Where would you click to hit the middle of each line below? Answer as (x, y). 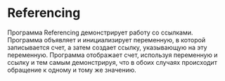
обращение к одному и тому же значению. (72, 70)
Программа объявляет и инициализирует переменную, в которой (107, 39)
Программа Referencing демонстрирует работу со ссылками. (100, 32)
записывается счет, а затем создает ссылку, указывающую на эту (107, 47)
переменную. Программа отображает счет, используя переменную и (112, 55)
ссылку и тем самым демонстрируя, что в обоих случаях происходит (112, 62)
